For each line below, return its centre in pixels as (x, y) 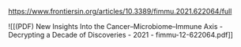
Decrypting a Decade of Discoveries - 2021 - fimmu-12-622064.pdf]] (120, 35)
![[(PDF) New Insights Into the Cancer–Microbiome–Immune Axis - (116, 26)
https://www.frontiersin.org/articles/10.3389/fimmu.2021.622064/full (120, 11)
